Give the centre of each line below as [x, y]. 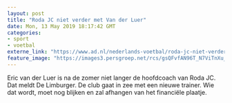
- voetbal [21, 45]
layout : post [26, 13]
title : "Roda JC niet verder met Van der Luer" [77, 20]
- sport [18, 39]
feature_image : [29, 58]
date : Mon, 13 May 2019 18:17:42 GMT [61, 26]
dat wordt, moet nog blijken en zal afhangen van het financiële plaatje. [107, 92]
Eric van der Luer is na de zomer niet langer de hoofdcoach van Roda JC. [112, 78]
